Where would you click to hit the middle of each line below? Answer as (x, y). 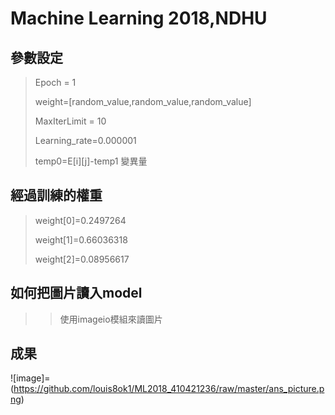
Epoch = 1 (55, 82)
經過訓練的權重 (56, 195)
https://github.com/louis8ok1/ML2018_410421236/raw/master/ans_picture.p (169, 389)
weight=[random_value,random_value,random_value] (143, 101)
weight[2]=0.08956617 (82, 259)
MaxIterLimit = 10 (70, 121)
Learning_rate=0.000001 (85, 140)
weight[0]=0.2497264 (80, 220)
